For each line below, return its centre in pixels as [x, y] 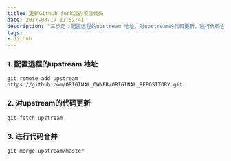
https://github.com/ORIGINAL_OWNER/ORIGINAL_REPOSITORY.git [95, 85]
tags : [15, 33]
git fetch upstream [35, 118]
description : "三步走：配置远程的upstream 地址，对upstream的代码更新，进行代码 [114, 26]
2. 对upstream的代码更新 [49, 103]
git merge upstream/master [46, 151]
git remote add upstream [43, 79]
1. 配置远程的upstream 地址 [53, 64]
